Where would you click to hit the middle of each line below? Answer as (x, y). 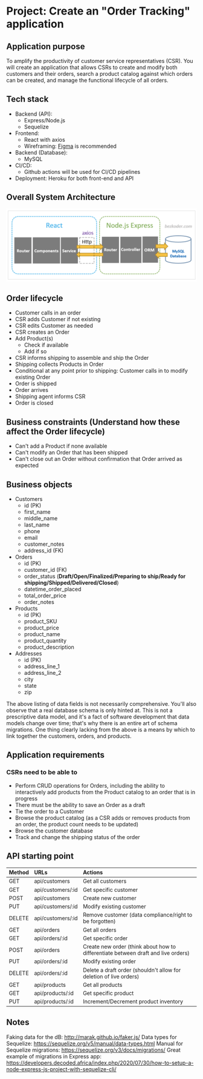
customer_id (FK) (46, 570)
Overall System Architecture (61, 197)
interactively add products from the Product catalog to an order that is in (105, 792)
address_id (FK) (44, 551)
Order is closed (34, 403)
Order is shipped (36, 383)
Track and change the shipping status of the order (77, 837)
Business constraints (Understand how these (93, 422)
